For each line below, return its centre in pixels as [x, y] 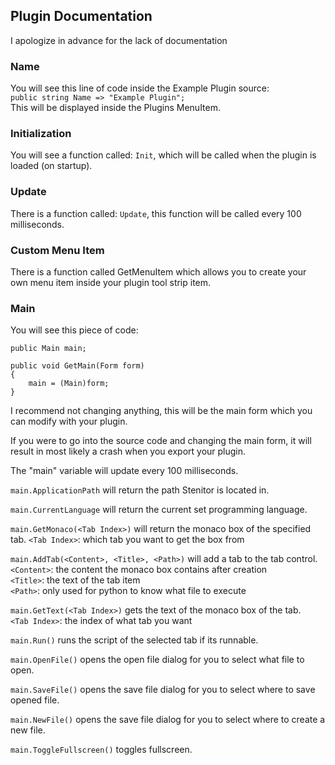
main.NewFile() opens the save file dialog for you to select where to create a [168, 720]
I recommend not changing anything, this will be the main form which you [161, 411]
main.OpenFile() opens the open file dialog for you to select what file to [157, 660]
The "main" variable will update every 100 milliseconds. [124, 471]
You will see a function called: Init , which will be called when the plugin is [163, 155]
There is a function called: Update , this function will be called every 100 [156, 213]
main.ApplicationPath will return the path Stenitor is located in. [140, 490]
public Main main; [48, 349]
